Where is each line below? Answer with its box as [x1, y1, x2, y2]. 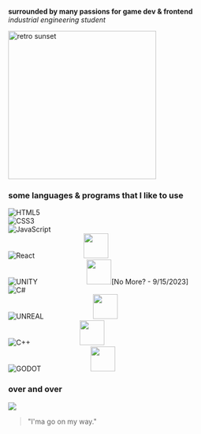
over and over [8, 383, 63, 394]
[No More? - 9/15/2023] [111, 277, 189, 287]
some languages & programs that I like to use [8, 190, 184, 201]
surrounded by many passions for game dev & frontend [8, 7, 193, 16]
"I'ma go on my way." [27, 417, 97, 426]
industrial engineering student [8, 15, 106, 25]
